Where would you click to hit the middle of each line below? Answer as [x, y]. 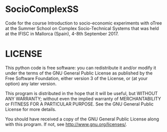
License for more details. [31, 109]
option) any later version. [31, 83]
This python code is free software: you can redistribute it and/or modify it [81, 67]
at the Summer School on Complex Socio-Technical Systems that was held [82, 28]
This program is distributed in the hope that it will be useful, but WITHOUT [81, 93]
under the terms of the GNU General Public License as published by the [79, 73]
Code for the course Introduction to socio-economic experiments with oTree [84, 23]
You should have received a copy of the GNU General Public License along [82, 119]
